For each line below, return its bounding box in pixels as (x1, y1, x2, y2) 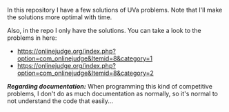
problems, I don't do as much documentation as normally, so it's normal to (7, 89, 219, 98)
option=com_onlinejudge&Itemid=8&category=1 (17, 54, 153, 63)
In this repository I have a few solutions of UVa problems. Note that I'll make (7, 6, 223, 14)
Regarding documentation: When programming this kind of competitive (7, 82, 212, 90)
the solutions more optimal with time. (7, 13, 112, 21)
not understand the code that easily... (7, 97, 114, 105)
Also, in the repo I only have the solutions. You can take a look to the (7, 27, 201, 34)
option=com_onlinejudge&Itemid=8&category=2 (17, 69, 154, 77)
